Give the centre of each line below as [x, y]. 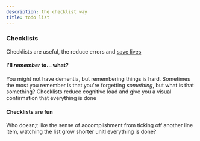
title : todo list [28, 17]
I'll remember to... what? [38, 65]
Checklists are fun [30, 111]
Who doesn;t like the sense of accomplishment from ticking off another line [100, 125]
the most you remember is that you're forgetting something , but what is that [100, 85]
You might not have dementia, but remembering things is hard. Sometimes [98, 79]
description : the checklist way [47, 12]
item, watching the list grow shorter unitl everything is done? [81, 132]
